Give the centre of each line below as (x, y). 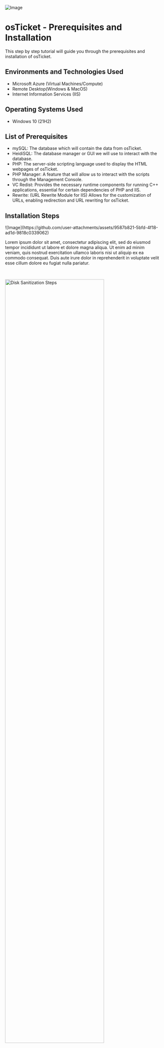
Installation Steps (32, 216)
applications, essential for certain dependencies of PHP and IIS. (76, 190)
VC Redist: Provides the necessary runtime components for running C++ (85, 185)
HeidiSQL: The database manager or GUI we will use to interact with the (85, 154)
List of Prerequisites (36, 136)
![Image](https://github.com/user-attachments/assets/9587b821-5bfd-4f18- (82, 228)
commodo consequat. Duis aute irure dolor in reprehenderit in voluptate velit (82, 258)
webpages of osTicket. (35, 169)
